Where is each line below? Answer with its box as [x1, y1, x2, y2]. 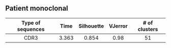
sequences [17, 26, 45, 33]
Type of [21, 19, 41, 26]
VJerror [108, 22, 128, 30]
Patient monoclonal [5, 4, 69, 13]
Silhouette [78, 22, 104, 30]
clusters [137, 26, 158, 33]
